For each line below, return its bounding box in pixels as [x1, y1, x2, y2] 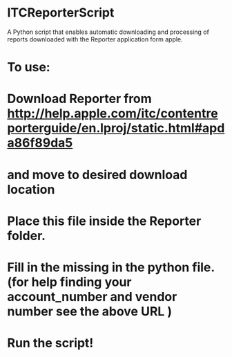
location [7, 181, 55, 197]
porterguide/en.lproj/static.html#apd [7, 120, 225, 136]
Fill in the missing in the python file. [7, 259, 215, 275]
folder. [7, 228, 46, 244]
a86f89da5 [7, 135, 73, 151]
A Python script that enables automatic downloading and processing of [7, 28, 209, 36]
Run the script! [7, 336, 94, 351]
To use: [7, 59, 50, 75]
